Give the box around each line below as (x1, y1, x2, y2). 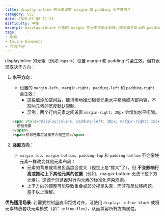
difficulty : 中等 (5, 21, 39, 26)
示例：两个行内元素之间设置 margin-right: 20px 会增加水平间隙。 (27, 109, 160, 115)
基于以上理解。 (27, 189, 57, 195)
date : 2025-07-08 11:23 (5, 16, 54, 21)
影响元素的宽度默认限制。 (27, 103, 79, 109)
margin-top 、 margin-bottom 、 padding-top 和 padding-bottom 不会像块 (19, 152, 160, 158)
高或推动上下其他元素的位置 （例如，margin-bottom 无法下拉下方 (27, 171, 158, 177)
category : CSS (5, 12, 34, 17)
